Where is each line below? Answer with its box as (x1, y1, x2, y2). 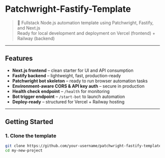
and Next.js (17, 25, 41, 31)
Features (5, 54, 33, 63)
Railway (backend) (17, 35, 55, 41)
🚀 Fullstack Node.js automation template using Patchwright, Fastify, (17, 20, 154, 26)
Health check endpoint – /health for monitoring (12, 88, 110, 94)
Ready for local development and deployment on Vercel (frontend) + (17, 30, 156, 36)
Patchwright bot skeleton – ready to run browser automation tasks (12, 78, 148, 84)
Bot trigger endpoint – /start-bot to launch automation (12, 94, 125, 99)
